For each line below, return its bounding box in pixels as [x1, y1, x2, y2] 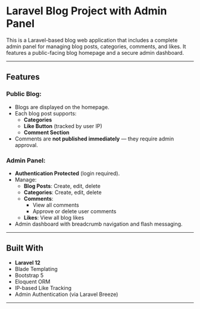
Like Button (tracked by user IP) [23, 122, 102, 129]
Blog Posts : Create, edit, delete [23, 182, 101, 189]
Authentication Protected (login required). [14, 170, 120, 177]
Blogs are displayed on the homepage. [14, 103, 110, 111]
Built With [6, 243, 43, 254]
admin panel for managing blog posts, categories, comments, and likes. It [6, 43, 186, 50]
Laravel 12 [14, 259, 40, 266]
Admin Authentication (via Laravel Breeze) [14, 291, 118, 298]
